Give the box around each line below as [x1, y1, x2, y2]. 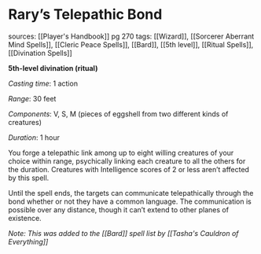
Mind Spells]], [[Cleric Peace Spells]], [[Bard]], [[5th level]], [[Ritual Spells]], [8, 39, 254, 49]
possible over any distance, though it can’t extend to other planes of [8, 204, 230, 214]
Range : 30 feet [8, 94, 57, 103]
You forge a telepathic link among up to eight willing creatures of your [8, 148, 234, 157]
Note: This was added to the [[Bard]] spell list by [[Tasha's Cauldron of [8, 228, 239, 237]
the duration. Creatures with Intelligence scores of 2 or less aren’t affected [8, 164, 250, 174]
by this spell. [8, 173, 50, 182]
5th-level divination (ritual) [8, 63, 98, 72]
